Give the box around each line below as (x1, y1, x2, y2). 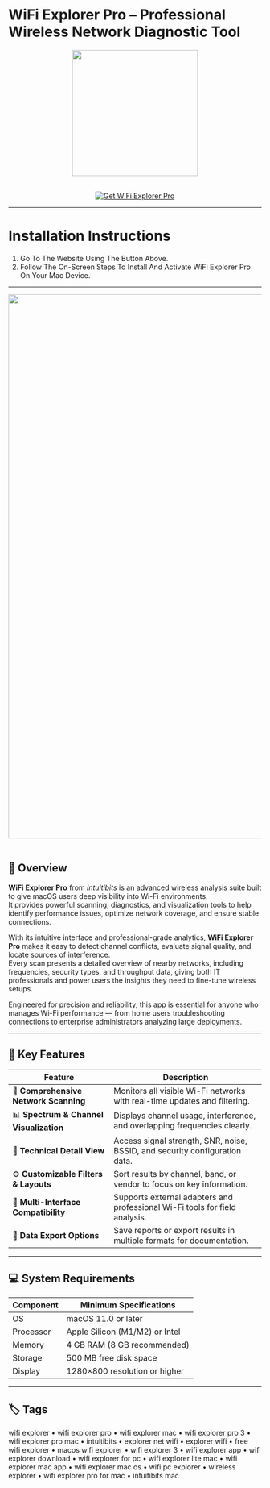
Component (12, 1299, 59, 1311)
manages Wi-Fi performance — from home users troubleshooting (8, 1008, 225, 1017)
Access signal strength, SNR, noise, (113, 1135, 247, 1146)
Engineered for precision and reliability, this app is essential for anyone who (8, 1000, 259, 1009)
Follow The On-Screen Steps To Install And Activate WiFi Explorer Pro (19, 262, 252, 272)
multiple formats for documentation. (113, 1235, 249, 1246)
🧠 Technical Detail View (12, 1145, 105, 1156)
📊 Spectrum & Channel (12, 1108, 104, 1120)
